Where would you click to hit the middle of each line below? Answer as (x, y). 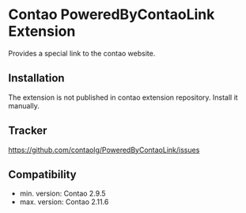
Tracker (28, 131)
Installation (36, 78)
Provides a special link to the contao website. (82, 53)
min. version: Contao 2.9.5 (62, 194)
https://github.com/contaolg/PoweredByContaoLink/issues (104, 150)
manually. (24, 105)
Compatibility (42, 175)
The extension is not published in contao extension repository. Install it (123, 97)
